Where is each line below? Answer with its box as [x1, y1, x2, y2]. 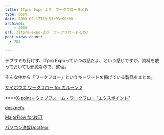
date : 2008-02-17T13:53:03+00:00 [5, 16, 73, 21]
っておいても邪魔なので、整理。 [5, 63, 69, 69]
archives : [5, 21, 25, 26]
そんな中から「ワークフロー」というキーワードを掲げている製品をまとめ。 [5, 74, 155, 80]
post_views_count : [5, 35, 43, 40]
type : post [5, 12, 27, 17]
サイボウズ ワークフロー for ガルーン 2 [5, 84, 83, 90]
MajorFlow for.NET [5, 114, 43, 120]
